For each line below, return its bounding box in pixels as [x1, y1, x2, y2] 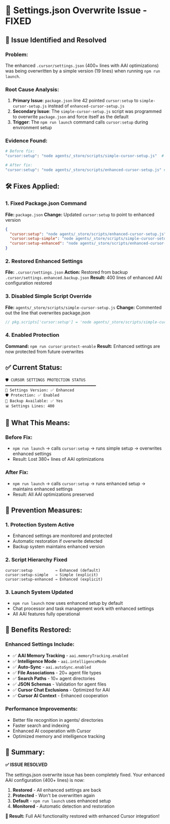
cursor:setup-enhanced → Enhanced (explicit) [5, 577, 103, 582]
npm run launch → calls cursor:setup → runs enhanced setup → [12, 480, 146, 486]
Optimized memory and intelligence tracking [12, 733, 105, 739]
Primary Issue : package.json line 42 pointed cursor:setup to [12, 98, 139, 104]
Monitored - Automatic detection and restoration [12, 803, 115, 809]
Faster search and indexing [12, 722, 70, 728]
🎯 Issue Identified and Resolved [5, 36, 107, 44]
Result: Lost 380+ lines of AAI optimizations [12, 456, 104, 462]
